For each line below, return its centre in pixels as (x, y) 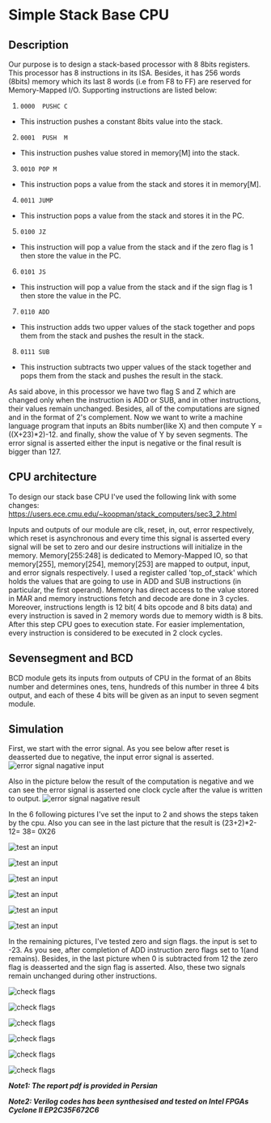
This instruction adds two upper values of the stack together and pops (138, 327)
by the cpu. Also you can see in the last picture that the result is (114, 823)
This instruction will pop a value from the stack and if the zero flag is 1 (136, 247)
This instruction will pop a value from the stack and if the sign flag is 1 (136, 287)
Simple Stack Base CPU (89, 15)
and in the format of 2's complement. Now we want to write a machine (126, 417)
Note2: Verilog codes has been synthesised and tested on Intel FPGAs (129, 1102)
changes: (24, 505)
